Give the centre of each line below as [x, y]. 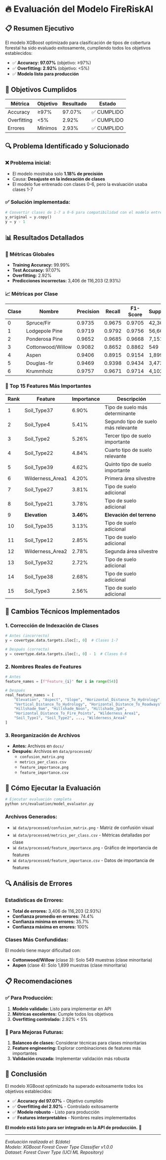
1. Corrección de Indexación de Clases [52, 626]
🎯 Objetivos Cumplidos [41, 90]
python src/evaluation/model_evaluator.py [49, 804]
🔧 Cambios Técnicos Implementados [62, 612]
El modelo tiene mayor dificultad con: [43, 950]
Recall [113, 312]
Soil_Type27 [39, 489]
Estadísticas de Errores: [34, 900]
